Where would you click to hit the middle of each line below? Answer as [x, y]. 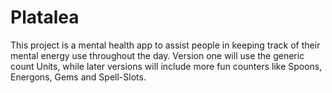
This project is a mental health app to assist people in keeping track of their [165, 45]
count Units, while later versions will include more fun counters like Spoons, [166, 66]
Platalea [45, 17]
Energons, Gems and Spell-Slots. [78, 77]
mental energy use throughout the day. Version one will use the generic [157, 55]
